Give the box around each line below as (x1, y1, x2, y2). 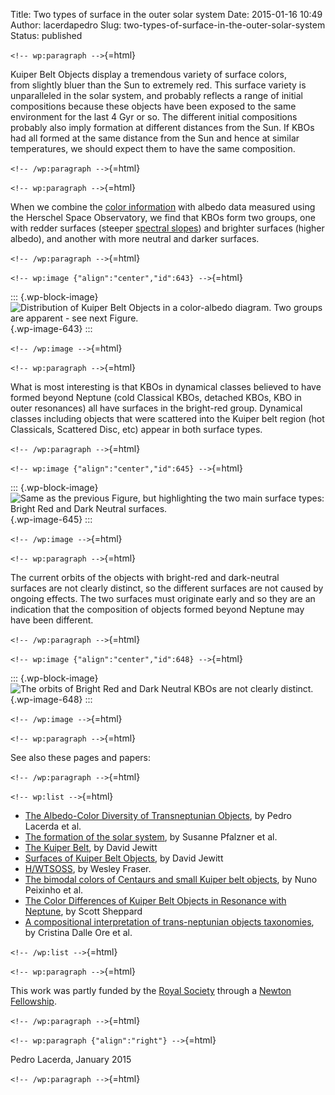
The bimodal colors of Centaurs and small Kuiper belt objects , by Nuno (24, 874, 318, 885)
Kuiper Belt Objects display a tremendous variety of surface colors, (10, 69, 287, 80)
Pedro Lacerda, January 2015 (10, 1054, 132, 1065)
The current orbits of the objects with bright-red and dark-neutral (10, 572, 280, 583)
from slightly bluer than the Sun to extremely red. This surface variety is (10, 79, 307, 91)
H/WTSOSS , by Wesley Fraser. (24, 863, 152, 874)
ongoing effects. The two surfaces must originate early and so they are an (10, 593, 316, 604)
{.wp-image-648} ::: (10, 694, 93, 705)
